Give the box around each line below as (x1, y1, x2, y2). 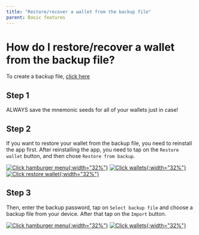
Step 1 (6, 90, 30, 100)
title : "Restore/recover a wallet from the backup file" (6, 8, 152, 15)
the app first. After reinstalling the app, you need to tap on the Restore (6, 146, 179, 153)
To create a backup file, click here (6, 73, 90, 80)
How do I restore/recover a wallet (6, 40, 175, 54)
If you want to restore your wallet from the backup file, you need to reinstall (6, 139, 192, 147)
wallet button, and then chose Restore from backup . (6, 153, 135, 160)
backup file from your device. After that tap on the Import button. (6, 210, 167, 217)
